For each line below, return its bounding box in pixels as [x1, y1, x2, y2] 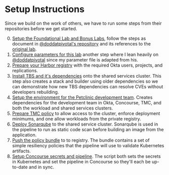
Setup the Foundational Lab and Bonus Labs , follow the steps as [12, 35, 146, 41]
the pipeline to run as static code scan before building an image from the [12, 126, 164, 132]
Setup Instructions [5, 4, 85, 15]
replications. [12, 67, 38, 74]
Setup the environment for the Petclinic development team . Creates [12, 94, 153, 100]
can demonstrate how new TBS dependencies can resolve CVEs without [12, 83, 163, 89]
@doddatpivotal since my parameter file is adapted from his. [12, 56, 139, 63]
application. [12, 132, 37, 138]
